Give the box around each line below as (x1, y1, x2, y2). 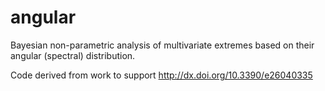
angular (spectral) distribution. (10, 49, 136, 61)
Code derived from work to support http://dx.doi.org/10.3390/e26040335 (10, 69, 313, 81)
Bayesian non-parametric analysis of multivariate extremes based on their (10, 39, 315, 51)
